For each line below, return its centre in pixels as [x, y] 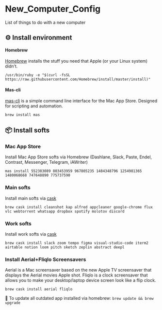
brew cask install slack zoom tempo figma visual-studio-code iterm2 [77, 243]
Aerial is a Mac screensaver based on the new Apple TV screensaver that [78, 270]
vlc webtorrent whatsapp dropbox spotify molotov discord [65, 211]
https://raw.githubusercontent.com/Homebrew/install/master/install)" [78, 79]
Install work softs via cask [31, 234]
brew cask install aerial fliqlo [39, 289]
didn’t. [11, 66]
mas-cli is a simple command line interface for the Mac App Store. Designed [81, 101]
